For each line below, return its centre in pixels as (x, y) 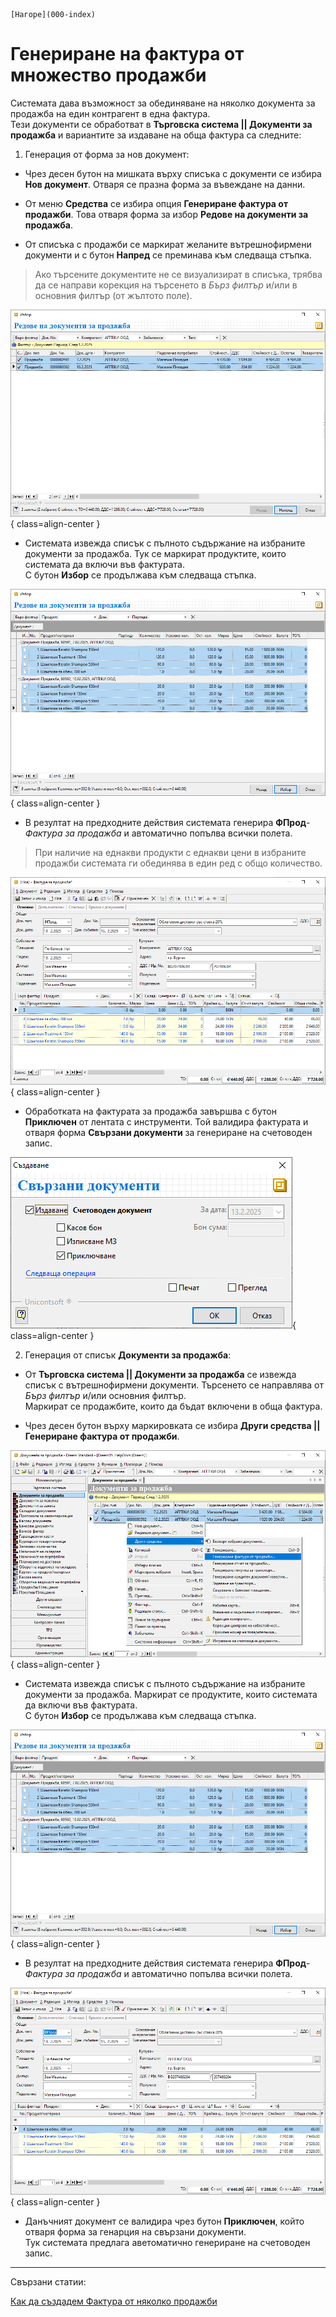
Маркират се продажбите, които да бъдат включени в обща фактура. (173, 1406)
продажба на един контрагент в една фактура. (110, 113)
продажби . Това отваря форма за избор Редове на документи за (166, 214)
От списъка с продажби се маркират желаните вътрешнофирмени (168, 244)
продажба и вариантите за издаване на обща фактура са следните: (156, 135)
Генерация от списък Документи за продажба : (128, 1355)
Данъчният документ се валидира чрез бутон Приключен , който (164, 2221)
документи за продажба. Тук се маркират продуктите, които (155, 554)
